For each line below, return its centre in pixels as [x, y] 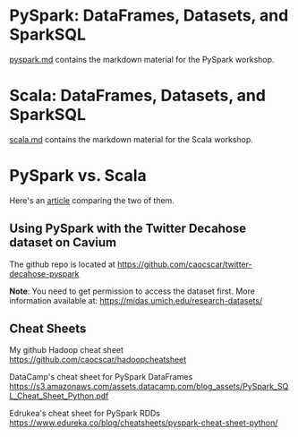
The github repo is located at [63, 264]
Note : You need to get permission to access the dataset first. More [132, 291]
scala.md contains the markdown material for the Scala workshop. [131, 139]
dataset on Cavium [63, 243]
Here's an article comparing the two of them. [92, 200]
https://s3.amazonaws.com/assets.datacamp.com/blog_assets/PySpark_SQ [149, 387]
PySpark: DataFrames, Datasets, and [149, 16]
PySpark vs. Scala [78, 176]
